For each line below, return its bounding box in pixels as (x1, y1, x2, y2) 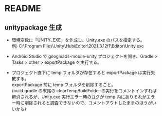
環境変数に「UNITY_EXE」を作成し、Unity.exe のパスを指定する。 (11, 37, 145, 43)
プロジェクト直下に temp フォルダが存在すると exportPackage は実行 (11, 70, 151, 75)
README (4, 3, 41, 14)
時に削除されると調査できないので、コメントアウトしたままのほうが (16, 100, 152, 105)
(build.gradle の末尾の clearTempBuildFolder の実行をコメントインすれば (11, 88, 157, 93)
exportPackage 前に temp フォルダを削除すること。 (11, 82, 116, 87)
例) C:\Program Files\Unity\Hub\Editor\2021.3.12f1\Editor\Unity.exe (11, 43, 144, 49)
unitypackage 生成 (4, 23, 62, 31)
